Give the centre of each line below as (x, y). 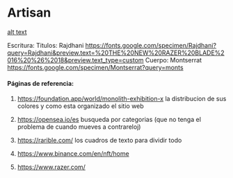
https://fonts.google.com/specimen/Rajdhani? (151, 45)
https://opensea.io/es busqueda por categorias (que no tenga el (109, 120)
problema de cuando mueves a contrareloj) (79, 127)
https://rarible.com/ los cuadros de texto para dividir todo (99, 141)
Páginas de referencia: (41, 83)
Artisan (29, 13)
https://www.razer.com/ (51, 167)
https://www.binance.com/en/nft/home (73, 154)
